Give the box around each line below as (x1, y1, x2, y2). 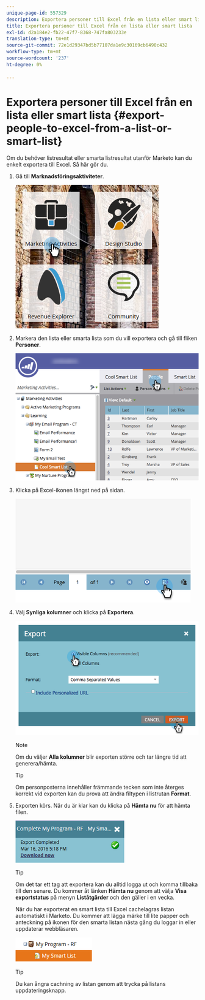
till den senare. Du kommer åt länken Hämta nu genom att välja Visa (15, 887, 187, 895)
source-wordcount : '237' (6, 55, 70, 61)
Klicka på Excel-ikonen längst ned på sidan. (15, 487, 125, 494)
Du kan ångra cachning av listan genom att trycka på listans (15, 980, 166, 988)
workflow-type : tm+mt (6, 49, 62, 55)
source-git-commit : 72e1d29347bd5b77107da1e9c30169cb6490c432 (6, 42, 168, 48)
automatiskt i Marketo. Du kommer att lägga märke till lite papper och (15, 912, 189, 920)
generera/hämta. (15, 760, 58, 767)
